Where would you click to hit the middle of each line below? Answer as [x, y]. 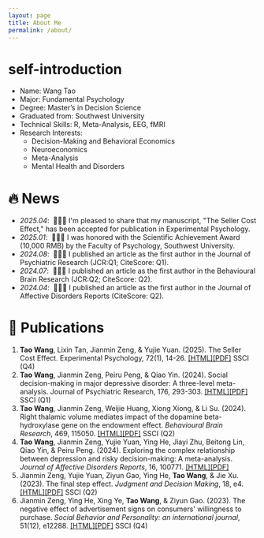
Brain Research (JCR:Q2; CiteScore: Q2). [86, 279]
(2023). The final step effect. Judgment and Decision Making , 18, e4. [132, 484]
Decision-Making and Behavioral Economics [103, 141]
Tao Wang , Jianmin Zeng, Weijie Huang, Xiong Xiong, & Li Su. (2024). [133, 409]
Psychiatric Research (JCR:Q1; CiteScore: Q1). [94, 263]
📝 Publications [56, 328]
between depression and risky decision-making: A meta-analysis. [126, 459]
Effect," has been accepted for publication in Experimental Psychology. [135, 229]
